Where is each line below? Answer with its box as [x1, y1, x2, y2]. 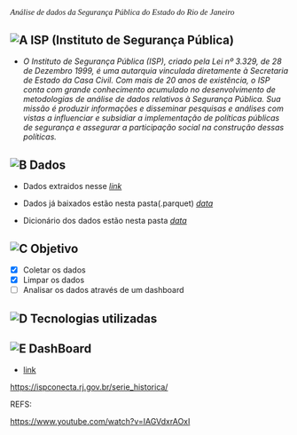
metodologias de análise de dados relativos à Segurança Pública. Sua [22, 94, 282, 105]
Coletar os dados [22, 265, 87, 275]
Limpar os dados [22, 274, 85, 286]
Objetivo [30, 241, 79, 256]
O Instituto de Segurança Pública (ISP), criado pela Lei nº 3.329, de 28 [22, 56, 282, 67]
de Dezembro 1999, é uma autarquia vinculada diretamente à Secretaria [22, 66, 289, 76]
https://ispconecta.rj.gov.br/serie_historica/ [10, 382, 168, 392]
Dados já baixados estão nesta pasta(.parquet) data [22, 198, 214, 209]
